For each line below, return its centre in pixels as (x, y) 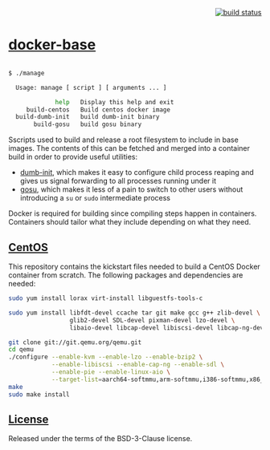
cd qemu (21, 350)
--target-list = (77, 379)
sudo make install (39, 394)
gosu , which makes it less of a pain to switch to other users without (131, 189)
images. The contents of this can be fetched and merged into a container (129, 148)
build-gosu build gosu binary (88, 124)
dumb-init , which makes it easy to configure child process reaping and (137, 172)
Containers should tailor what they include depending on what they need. (130, 222)
